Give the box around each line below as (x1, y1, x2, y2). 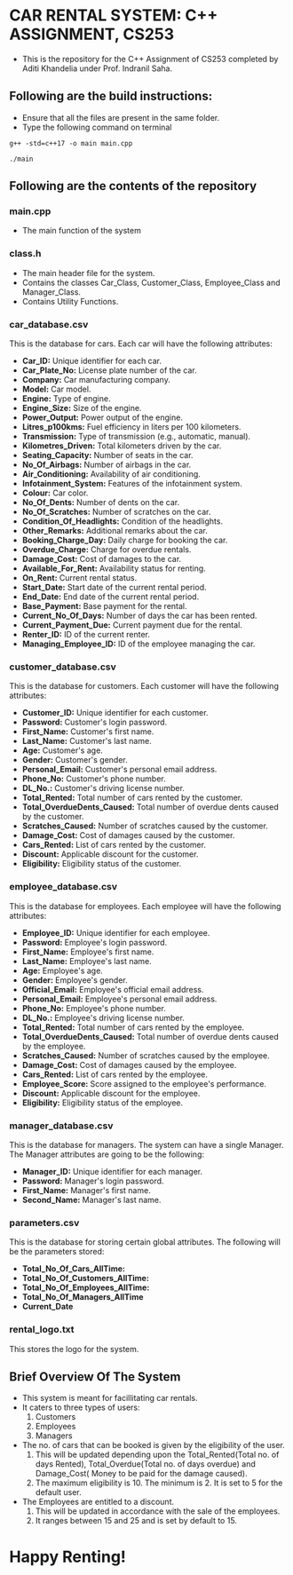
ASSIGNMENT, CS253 (9, 24, 175, 44)
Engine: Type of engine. (21, 393, 111, 404)
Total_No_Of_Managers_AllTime (21, 1292, 144, 1302)
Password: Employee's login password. (21, 937, 168, 947)
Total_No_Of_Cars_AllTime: (21, 1263, 126, 1274)
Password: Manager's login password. (21, 1175, 164, 1186)
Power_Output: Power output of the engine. (21, 412, 184, 423)
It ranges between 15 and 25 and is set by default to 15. (35, 1516, 238, 1526)
